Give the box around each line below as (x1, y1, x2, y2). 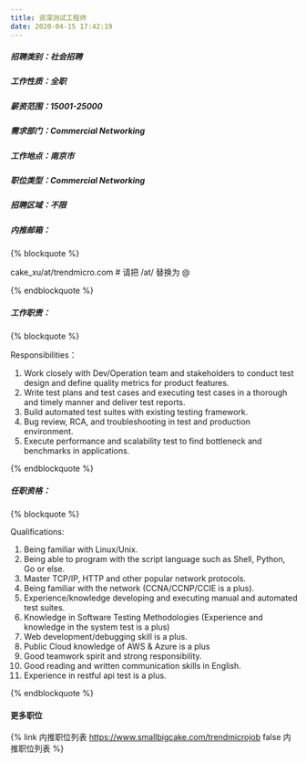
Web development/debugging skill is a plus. (23, 632, 188, 642)
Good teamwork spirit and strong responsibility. (23, 651, 203, 662)
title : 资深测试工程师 (10, 13, 87, 23)
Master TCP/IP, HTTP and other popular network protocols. (23, 573, 247, 584)
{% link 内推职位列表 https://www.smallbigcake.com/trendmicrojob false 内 (10, 732, 291, 743)
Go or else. (23, 563, 66, 575)
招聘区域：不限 (10, 200, 66, 211)
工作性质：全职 (10, 76, 66, 87)
